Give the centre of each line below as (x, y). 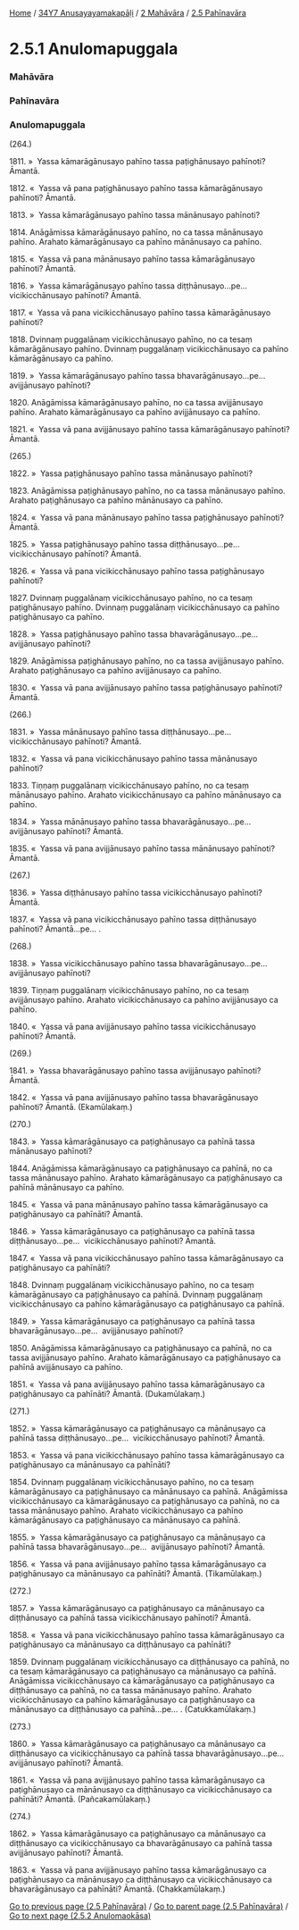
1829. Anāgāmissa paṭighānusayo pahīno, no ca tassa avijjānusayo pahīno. (146, 661)
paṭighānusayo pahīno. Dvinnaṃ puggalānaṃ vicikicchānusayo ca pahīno (145, 607)
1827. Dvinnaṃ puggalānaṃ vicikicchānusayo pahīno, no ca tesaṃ (131, 598)
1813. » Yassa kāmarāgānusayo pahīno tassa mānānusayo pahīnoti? (135, 215)
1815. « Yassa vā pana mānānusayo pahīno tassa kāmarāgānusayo (133, 259)
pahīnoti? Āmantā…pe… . (55, 929)
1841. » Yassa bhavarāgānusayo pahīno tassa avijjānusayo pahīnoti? (135, 1071)
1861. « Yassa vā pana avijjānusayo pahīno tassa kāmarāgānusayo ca (137, 1780)
